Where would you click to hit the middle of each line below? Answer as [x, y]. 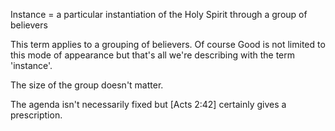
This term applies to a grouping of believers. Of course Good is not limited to [168, 44]
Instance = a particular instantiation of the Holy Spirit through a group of [159, 14]
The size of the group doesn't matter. [87, 85]
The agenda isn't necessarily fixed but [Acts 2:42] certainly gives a [148, 104]
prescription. [36, 115]
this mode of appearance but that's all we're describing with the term [152, 55]
